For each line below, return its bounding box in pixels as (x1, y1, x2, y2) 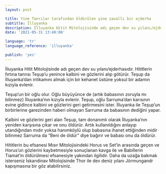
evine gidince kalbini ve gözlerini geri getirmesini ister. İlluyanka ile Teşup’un (5, 102, 161, 108)
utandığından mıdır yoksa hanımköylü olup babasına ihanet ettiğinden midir (5, 127, 158, 133)
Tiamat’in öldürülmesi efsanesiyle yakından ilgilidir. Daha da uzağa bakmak (5, 152, 158, 158)
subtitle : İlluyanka (5, 21, 48, 26)
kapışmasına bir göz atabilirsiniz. (5, 163, 72, 169)
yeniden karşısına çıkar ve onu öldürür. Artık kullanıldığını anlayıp (5, 122, 137, 128)
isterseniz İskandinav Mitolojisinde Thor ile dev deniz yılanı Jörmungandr (5, 158, 153, 164)
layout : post (5, 7, 32, 12)
